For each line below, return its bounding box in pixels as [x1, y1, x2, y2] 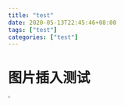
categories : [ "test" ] [8, 33, 79, 41]
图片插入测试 [8, 69, 91, 87]
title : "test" [8, 11, 55, 19]
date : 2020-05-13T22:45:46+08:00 [8, 19, 117, 26]
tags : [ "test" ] [8, 26, 58, 34]
